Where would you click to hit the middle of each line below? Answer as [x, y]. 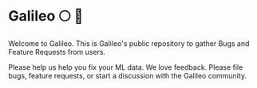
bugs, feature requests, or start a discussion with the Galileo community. [128, 75]
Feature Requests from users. [57, 52]
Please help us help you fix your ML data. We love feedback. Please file [126, 67]
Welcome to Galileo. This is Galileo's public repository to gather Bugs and [129, 43]
